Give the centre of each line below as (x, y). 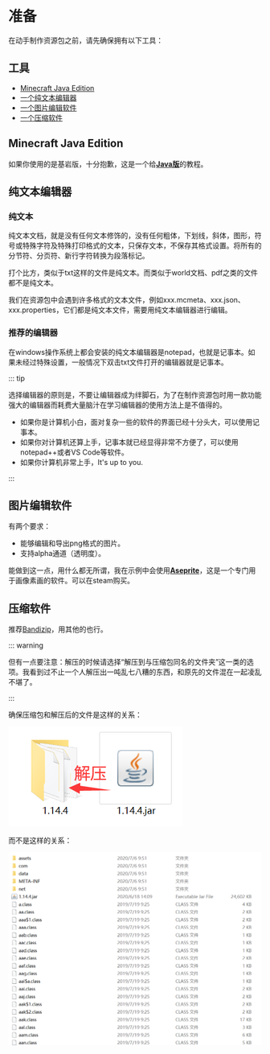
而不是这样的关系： (40, 841)
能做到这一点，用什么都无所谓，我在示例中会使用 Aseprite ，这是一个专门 (129, 570)
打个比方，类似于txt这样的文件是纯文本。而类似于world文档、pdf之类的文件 (133, 273)
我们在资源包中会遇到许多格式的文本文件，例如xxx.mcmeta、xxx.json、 (127, 300)
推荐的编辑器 (33, 333)
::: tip (17, 378)
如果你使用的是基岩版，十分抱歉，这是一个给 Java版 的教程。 (108, 164)
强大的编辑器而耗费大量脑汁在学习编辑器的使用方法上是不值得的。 (117, 405)
